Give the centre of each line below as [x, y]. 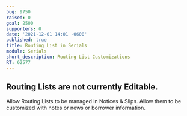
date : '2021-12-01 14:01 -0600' [47, 34]
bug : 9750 [19, 12]
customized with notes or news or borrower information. [76, 108]
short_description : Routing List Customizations [68, 57]
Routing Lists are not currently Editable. [82, 87]
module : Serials [26, 51]
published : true [26, 40]
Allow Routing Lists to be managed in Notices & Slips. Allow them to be [94, 101]
